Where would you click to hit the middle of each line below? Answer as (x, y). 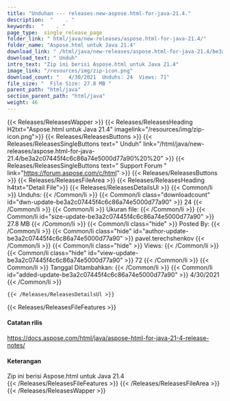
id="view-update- (113, 253)
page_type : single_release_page (55, 33)
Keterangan (24, 361)
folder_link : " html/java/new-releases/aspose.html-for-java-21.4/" (107, 39)
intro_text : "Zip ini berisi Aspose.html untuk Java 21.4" (93, 64)
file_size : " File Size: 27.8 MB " (59, 83)
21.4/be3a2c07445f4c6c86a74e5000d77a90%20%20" (85, 158)
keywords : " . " (37, 26)
